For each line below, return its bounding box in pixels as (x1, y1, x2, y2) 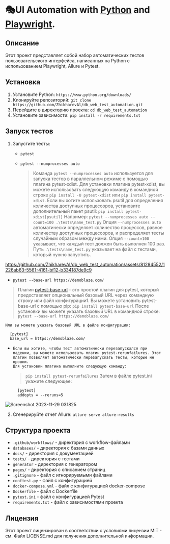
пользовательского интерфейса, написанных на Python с (5, 58, 130, 64)
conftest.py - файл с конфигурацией (12, 478, 93, 484)
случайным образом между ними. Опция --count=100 (33, 235, 149, 241)
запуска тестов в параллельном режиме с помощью (33, 176, 149, 182)
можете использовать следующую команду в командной (33, 186, 158, 192)
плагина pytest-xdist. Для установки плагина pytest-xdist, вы (33, 181, 165, 187)
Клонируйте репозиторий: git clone (12, 96, 92, 103)
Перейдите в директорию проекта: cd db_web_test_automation (12, 107, 148, 113)
